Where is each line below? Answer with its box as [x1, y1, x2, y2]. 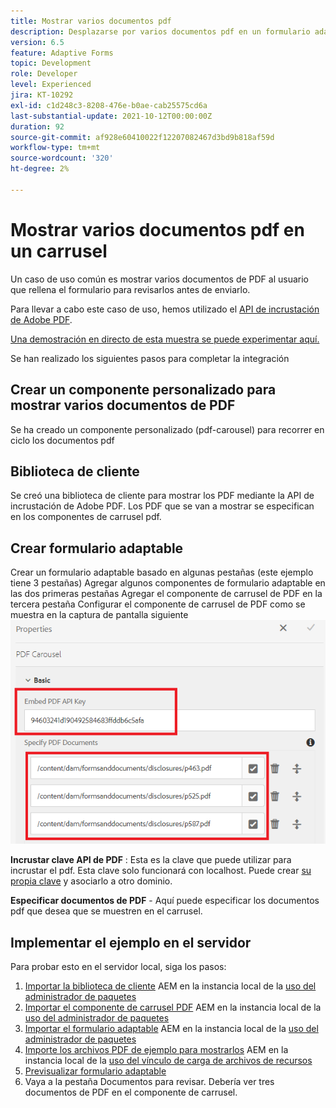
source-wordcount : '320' [10, 153, 114, 164]
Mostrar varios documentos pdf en [10, 218, 305, 241]
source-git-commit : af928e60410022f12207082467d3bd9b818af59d [10, 132, 275, 142]
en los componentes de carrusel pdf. [10, 511, 162, 523]
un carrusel [10, 240, 108, 262]
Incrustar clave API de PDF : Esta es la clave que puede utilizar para [10, 854, 292, 866]
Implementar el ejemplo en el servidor [10, 934, 252, 951]
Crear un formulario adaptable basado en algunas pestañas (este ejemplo [10, 566, 314, 579]
